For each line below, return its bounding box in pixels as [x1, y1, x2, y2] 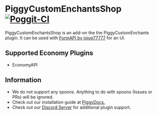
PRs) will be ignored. [12, 94, 53, 100]
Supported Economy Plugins [5, 49, 93, 57]
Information [5, 76, 42, 84]
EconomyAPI [12, 62, 38, 67]
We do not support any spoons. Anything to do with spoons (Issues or [12, 89, 152, 95]
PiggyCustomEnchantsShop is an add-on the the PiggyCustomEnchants [5, 30, 149, 35]
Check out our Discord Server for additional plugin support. [12, 104, 131, 110]
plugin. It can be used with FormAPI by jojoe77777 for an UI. [5, 35, 125, 41]
